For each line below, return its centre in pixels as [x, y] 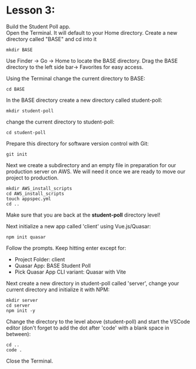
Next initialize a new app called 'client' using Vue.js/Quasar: [79, 226]
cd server [18, 305]
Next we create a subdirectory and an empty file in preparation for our [91, 165]
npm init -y [21, 310]
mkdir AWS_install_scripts [39, 188]
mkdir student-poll [30, 111]
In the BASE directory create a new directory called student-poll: [84, 100]
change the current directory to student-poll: [60, 122]
